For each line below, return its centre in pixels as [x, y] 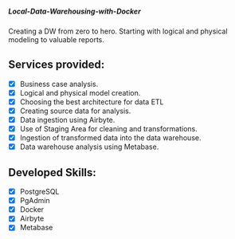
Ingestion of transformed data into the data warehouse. [110, 138]
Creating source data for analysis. [75, 111]
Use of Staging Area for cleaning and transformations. [108, 129]
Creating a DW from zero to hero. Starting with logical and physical [118, 31]
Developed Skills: [53, 172]
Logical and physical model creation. [80, 92]
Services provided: [57, 65]
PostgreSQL [39, 192]
